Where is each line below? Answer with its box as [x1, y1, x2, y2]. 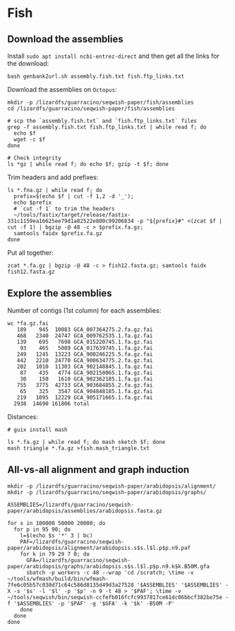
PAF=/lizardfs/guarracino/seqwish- [20, 538, 125, 545]
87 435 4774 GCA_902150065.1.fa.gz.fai [20, 369, 153, 376]
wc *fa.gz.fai [7, 320, 49, 327]
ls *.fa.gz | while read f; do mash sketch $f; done [7, 438, 166, 445]
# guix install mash [7, 426, 68, 433]
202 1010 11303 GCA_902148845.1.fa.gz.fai [16, 363, 153, 370]
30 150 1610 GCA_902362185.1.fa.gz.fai [20, 375, 153, 383]
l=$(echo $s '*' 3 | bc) [20, 531, 93, 539]
